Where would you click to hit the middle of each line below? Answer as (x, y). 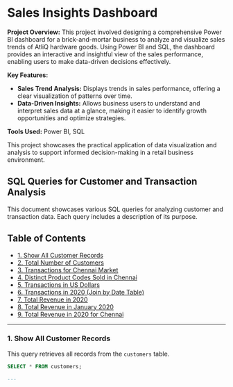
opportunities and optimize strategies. (71, 118)
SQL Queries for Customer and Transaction (102, 182)
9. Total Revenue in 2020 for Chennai (70, 314)
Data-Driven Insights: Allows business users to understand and (109, 103)
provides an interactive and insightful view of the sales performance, (105, 54)
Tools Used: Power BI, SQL (46, 131)
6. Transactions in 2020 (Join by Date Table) (80, 292)
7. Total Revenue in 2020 (52, 299)
